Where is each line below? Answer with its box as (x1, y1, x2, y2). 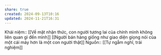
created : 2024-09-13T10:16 (4, 12, 59, 16)
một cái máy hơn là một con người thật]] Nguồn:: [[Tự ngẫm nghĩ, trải (4, 40, 142, 45)
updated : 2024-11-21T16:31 (4, 16, 59, 21)
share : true (4, 7, 29, 12)
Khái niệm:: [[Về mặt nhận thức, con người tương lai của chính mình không (4, 29, 153, 35)
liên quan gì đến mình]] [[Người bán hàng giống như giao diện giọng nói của (4, 34, 157, 40)
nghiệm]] (4, 44, 23, 51)
